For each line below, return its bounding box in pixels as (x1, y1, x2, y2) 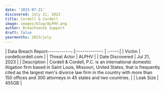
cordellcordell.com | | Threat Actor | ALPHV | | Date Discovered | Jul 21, (5, 53, 150, 59)
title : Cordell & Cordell (5, 16, 58, 21)
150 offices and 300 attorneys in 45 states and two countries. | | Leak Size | (5, 75, 159, 81)
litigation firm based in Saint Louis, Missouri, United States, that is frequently (5, 64, 161, 70)
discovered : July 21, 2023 (5, 12, 61, 17)
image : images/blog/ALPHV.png (5, 21, 67, 26)
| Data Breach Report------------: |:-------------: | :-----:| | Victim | (5, 48, 140, 54)
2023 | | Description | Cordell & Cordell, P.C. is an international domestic (5, 59, 152, 65)
